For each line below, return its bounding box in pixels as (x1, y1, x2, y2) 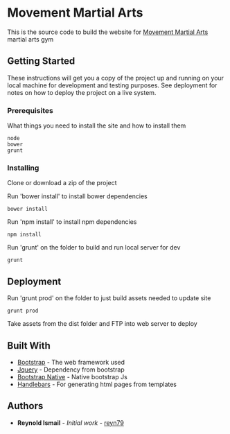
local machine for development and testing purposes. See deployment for (7, 81, 218, 89)
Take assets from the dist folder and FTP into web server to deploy (7, 320, 197, 328)
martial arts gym (7, 35, 54, 43)
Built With (7, 340, 51, 351)
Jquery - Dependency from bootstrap (17, 365, 125, 374)
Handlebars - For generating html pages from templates (17, 380, 177, 388)
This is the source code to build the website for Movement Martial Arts (7, 28, 209, 36)
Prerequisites (7, 105, 53, 115)
